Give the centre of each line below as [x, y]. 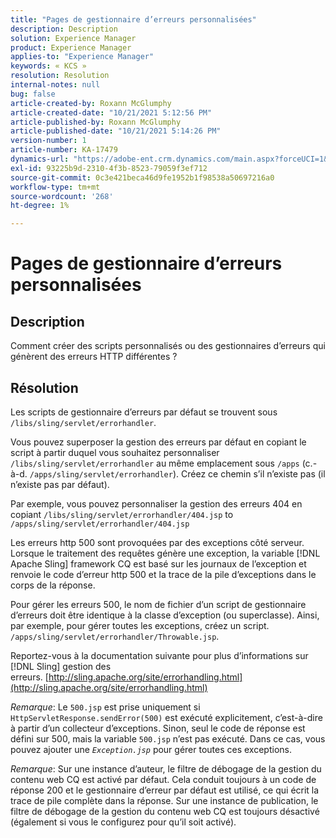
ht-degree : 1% [40, 206]
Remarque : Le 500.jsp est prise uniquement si [105, 707]
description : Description [64, 29]
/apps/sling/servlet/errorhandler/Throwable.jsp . [115, 636]
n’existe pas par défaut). [60, 484]
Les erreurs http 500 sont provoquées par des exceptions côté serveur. [157, 542]
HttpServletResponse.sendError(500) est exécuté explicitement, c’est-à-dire [166, 717]
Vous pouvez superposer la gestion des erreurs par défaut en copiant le [158, 442]
